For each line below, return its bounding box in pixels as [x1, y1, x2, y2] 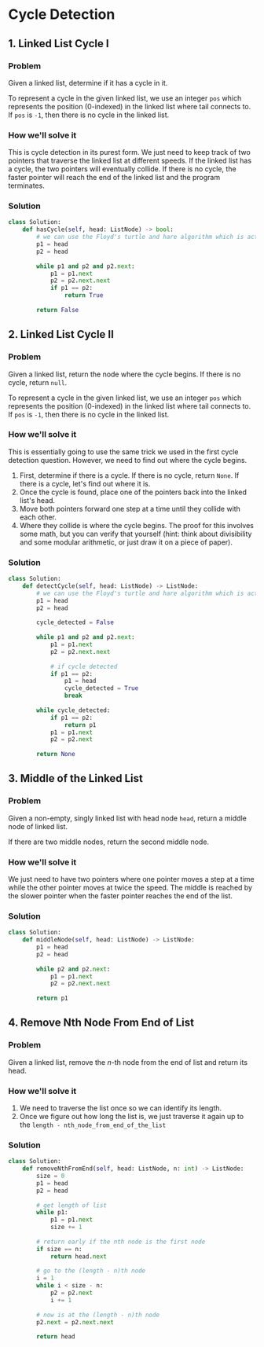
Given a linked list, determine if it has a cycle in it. [8, 78, 168, 87]
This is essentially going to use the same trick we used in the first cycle [8, 446, 239, 457]
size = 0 [36, 1173, 65, 1180]
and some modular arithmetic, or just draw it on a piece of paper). [19, 537, 233, 547]
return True [64, 292, 104, 299]
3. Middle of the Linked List [8, 772, 143, 785]
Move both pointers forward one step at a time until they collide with [19, 504, 241, 513]
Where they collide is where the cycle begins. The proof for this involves [19, 520, 254, 530]
